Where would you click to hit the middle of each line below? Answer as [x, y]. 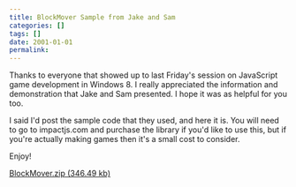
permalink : [29, 50]
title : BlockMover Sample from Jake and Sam [92, 17]
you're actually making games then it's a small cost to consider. [125, 139]
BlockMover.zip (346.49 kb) [60, 174]
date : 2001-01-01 [41, 42]
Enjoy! [21, 156]
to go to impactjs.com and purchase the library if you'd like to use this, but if [148, 130]
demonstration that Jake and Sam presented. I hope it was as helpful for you [148, 94]
